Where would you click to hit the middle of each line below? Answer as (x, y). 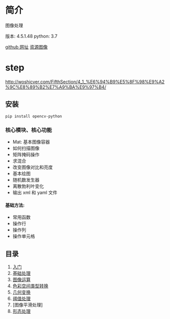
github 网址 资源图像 (27, 47)
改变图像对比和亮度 (33, 167)
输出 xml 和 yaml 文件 (35, 192)
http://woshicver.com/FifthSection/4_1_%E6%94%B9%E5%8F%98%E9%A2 (85, 82)
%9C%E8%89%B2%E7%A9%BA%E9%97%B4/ (56, 87)
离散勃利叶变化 (28, 186)
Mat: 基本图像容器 (31, 142)
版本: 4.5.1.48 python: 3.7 (31, 36)
